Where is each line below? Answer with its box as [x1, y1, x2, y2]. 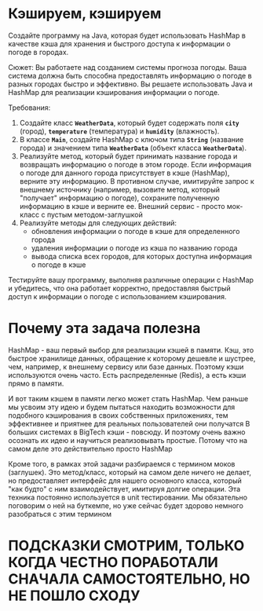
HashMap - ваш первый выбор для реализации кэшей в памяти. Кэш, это [8, 345, 254, 354]
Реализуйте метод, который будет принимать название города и [19, 151, 238, 161]
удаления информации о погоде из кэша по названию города [31, 243, 238, 252]
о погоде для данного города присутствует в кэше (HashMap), [19, 168, 230, 177]
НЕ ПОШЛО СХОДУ [8, 587, 141, 605]
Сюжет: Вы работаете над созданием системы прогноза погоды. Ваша [8, 62, 247, 71]
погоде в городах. [8, 47, 69, 57]
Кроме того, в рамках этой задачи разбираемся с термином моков [8, 459, 236, 468]
